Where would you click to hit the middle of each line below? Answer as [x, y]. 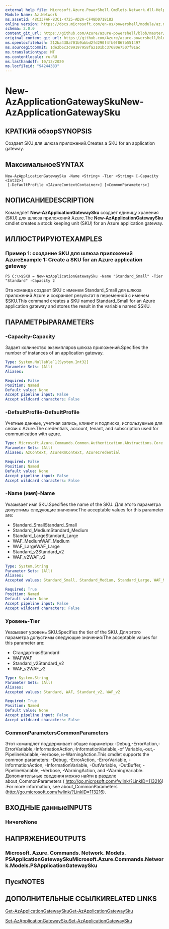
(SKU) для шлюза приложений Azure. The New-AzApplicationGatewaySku [84, 218]
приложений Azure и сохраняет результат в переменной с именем [77, 296]
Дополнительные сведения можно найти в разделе [61, 776]
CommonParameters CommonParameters [57, 733]
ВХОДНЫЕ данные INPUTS [49, 808]
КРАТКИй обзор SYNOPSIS [49, 131]
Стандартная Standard [36, 652]
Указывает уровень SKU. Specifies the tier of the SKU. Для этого [73, 632]
